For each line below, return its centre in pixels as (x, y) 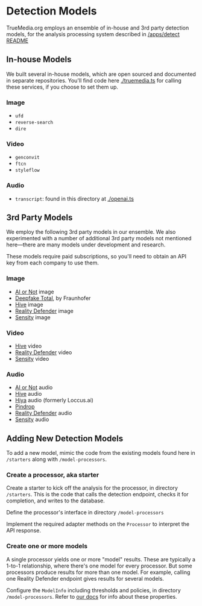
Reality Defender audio (43, 413)
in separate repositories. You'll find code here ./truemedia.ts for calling (94, 80)
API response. (24, 531)
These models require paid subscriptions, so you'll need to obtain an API (96, 257)
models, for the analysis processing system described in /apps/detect (93, 34)
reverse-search (34, 123)
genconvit (27, 158)
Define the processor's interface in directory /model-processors (85, 513)
